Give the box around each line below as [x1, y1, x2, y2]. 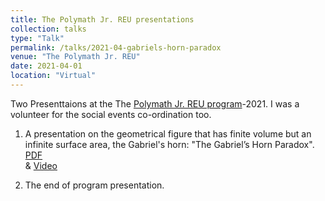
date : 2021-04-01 [10, 61, 83, 71]
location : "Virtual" [10, 71, 97, 81]
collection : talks [10, 24, 87, 34]
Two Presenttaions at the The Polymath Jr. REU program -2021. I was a [10, 97, 300, 110]
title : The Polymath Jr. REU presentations [10, 14, 195, 25]
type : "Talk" [10, 33, 65, 43]
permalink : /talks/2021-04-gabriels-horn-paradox [10, 42, 222, 53]
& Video [24, 159, 58, 171]
